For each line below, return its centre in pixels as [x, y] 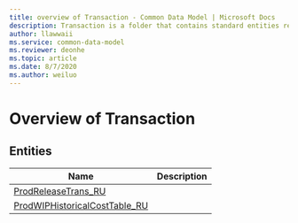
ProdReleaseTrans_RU [60, 191]
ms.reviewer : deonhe [47, 50]
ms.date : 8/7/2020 [43, 67]
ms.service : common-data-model [67, 42]
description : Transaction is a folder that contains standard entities [144, 26]
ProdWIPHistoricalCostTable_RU [81, 205]
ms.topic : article [43, 58]
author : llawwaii [41, 34]
